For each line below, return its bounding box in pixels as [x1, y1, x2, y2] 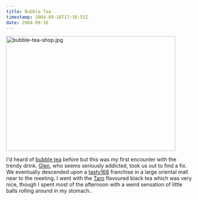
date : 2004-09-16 [6, 19, 49, 25]
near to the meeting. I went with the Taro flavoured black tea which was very [6, 175, 192, 182]
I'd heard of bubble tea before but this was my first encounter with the [6, 156, 177, 163]
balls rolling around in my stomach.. [6, 187, 93, 195]
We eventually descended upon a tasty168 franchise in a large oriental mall [6, 169, 189, 176]
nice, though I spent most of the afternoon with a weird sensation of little [6, 181, 183, 188]
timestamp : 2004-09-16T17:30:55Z [6, 14, 88, 20]
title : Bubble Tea [6, 8, 51, 15]
